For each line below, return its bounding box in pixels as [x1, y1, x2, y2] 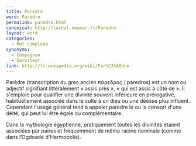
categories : [6, 36, 35, 41]
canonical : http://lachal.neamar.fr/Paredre [6, 25, 116, 31]
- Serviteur [11, 57, 41, 63]
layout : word [6, 30, 38, 36]
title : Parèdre [6, 8, 43, 15]
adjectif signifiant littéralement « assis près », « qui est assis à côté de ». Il [6, 85, 185, 92]
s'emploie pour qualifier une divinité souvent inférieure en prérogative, [6, 91, 176, 98]
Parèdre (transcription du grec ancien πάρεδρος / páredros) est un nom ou [6, 79, 187, 86]
